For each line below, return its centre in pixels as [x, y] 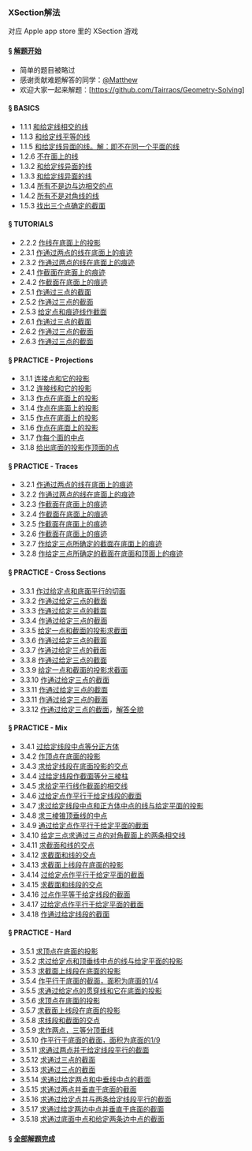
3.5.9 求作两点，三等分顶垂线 [67, 1030]
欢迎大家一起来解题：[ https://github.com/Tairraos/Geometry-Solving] [132, 89]
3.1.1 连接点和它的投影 [55, 379]
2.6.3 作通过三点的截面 [56, 341]
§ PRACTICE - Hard [40, 932]
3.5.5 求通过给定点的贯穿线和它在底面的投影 [91, 990]
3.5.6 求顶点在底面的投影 [60, 1000]
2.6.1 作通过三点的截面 [56, 321]
